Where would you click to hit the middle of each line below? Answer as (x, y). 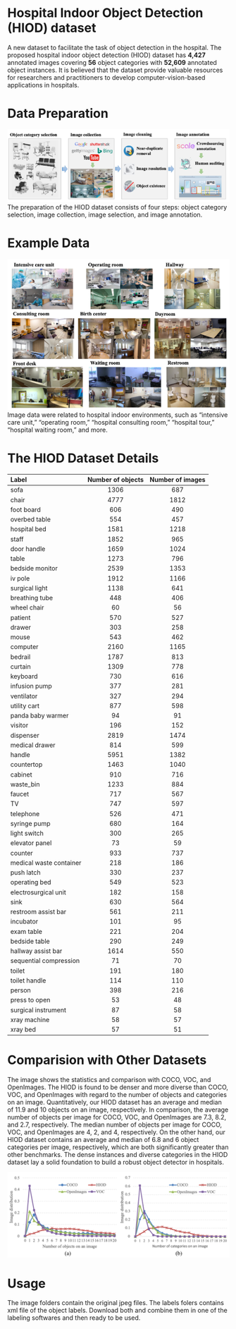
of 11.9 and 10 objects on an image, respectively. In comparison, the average (118, 1110)
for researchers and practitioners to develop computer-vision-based (106, 77)
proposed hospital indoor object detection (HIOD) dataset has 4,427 (106, 55)
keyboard (24, 676)
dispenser (25, 735)
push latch (25, 873)
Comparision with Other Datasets (107, 1060)
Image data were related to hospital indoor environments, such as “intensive (118, 415)
